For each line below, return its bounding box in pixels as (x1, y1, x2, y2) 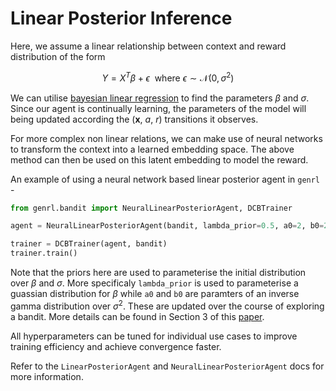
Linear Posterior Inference (10, 7, 233, 30)
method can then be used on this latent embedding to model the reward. (10, 153, 309, 166)
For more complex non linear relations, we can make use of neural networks (10, 132, 323, 144)
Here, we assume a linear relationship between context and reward (10, 40, 287, 52)
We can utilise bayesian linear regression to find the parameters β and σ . (10, 92, 310, 104)
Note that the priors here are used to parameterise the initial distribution (10, 267, 307, 279)
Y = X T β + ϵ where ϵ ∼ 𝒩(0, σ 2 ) (101, 70, 235, 84)
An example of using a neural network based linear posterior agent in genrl (10, 173, 321, 185)
